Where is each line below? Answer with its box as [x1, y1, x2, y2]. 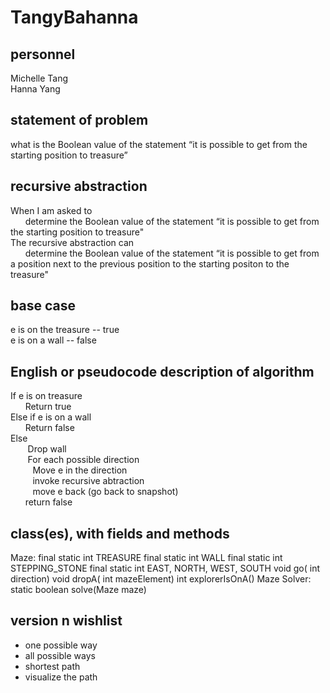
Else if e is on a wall [10, 411, 92, 423]
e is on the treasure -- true [10, 324, 120, 336]
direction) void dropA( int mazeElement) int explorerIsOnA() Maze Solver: [10, 573, 312, 585]
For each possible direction [27, 454, 140, 466]
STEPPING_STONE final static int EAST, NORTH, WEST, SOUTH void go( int [10, 562, 321, 575]
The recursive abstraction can [10, 236, 135, 248]
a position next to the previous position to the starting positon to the [10, 257, 290, 270]
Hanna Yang [10, 83, 61, 95]
